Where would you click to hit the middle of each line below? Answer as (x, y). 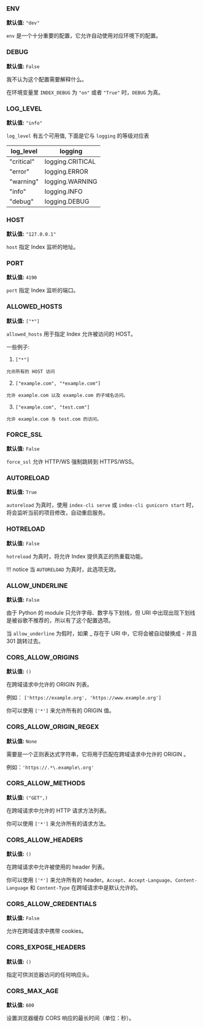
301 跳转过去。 (25, 641)
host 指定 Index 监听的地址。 (43, 247)
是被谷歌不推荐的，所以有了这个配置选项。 (60, 620)
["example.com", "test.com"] (52, 407)
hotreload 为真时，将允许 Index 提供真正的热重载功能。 (76, 556)
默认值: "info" (25, 122)
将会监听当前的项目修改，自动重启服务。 (57, 513)
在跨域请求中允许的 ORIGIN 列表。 (50, 685)
